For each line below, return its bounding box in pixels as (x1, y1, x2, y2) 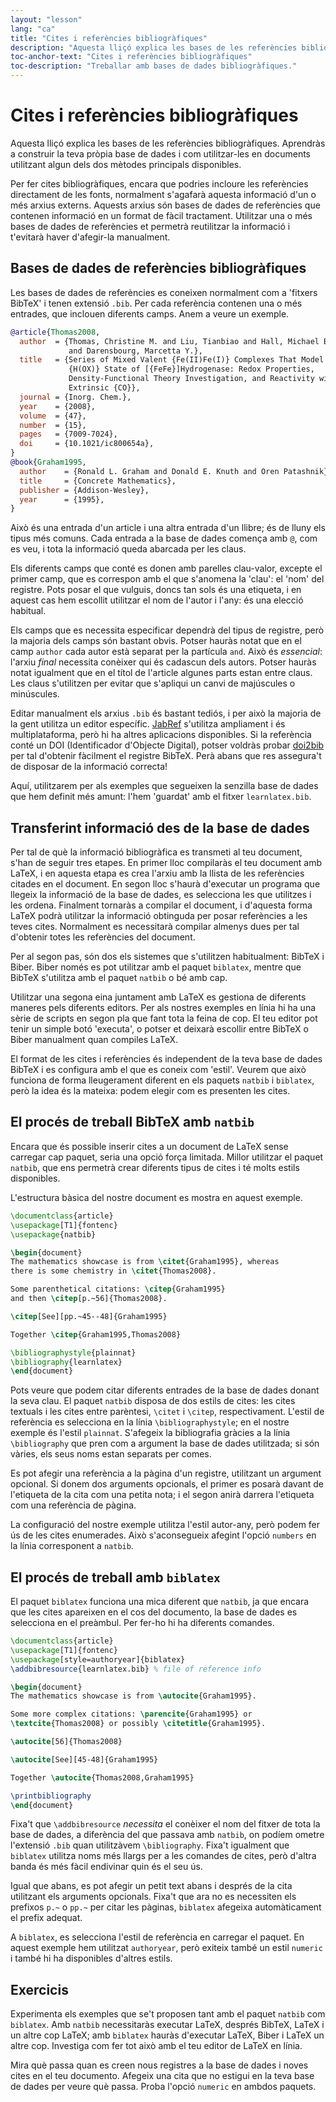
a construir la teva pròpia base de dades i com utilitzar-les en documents (10, 147, 311, 160)
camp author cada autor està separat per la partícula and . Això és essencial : (10, 646, 323, 658)
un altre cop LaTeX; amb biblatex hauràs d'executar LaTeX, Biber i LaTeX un (10, 2029, 325, 2041)
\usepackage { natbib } (10, 1229, 97, 1240)
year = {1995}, (19, 494, 105, 505)
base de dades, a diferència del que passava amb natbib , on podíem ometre (10, 1829, 325, 1841)
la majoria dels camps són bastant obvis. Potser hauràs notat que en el (10, 635, 302, 647)
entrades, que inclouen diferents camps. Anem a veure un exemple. (10, 307, 290, 320)
